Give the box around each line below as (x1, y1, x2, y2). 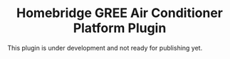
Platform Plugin (73, 20, 167, 36)
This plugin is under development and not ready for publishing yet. (7, 43, 203, 52)
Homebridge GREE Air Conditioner (16, 5, 223, 21)
